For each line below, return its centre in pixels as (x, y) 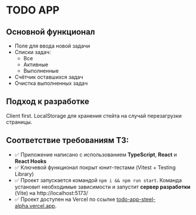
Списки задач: (33, 52)
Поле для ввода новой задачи (52, 46)
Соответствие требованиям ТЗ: (67, 140)
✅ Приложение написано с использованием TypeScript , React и (96, 154)
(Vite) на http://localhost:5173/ (51, 193)
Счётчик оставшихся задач (49, 77)
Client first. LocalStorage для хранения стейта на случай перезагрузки (94, 115)
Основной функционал (51, 32)
